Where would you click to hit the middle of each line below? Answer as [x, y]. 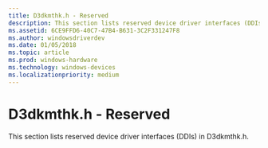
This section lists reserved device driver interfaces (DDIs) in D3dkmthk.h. [129, 136]
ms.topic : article [39, 53]
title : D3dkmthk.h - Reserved [59, 16]
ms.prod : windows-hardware [53, 60]
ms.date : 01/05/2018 [43, 45]
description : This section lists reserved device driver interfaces [124, 23]
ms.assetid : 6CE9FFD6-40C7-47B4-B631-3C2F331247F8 [94, 30]
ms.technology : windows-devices [62, 68]
